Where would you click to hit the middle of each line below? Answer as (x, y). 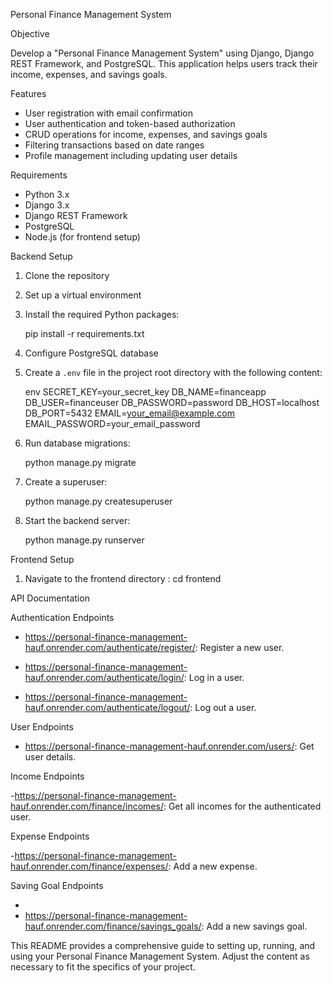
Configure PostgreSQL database (91, 353)
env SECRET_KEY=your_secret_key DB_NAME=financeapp (145, 392)
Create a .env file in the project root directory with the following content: (173, 372)
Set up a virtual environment (83, 295)
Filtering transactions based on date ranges (114, 145)
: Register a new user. (239, 647)
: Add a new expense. (213, 866)
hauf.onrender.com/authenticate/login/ (104, 677)
